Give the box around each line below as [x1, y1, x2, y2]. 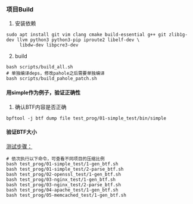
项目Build [6, 5, 34, 13]
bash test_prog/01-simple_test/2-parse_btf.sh [6, 166, 124, 172]
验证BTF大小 [6, 128, 38, 136]
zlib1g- [169, 32, 188, 38]
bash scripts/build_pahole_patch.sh [6, 76, 97, 81]
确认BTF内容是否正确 [14, 103, 67, 111]
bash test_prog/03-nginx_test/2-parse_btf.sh [6, 181, 121, 188]
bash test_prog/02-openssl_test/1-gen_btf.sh [6, 171, 121, 177]
